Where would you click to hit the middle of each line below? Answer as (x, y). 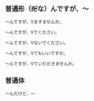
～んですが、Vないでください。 (37, 42)
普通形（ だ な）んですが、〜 (47, 9)
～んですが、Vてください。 (32, 32)
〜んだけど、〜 (20, 93)
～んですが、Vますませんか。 (34, 22)
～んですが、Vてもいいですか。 (36, 53)
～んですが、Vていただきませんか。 (41, 64)
